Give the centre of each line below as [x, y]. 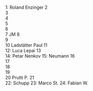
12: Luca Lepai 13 [23, 51]
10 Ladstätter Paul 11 [26, 45]
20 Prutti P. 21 [20, 78]
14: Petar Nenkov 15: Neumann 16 [40, 56]
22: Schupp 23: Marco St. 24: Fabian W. [47, 83]
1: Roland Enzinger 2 [27, 7]
